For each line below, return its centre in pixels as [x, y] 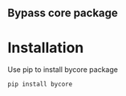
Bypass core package [63, 13]
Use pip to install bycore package [63, 70]
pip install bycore [40, 84]
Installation [46, 48]
